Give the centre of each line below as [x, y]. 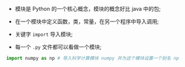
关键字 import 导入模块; [44, 34]
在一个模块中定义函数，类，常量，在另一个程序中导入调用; [87, 22]
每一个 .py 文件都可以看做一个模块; [58, 47]
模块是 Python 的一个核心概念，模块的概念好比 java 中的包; [88, 9]
